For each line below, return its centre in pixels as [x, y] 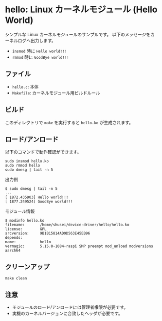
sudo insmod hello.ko [27, 161]
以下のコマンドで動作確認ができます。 [43, 152]
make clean [16, 278]
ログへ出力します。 [37, 40]
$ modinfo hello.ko [25, 221]
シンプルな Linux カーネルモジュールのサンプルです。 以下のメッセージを [78, 34]
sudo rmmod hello [23, 166]
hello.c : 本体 [25, 87]
